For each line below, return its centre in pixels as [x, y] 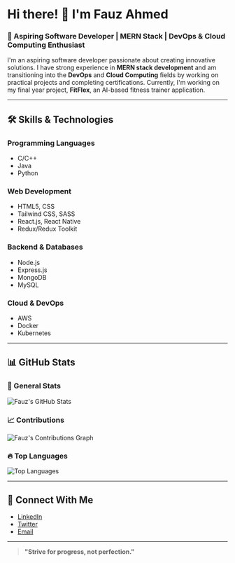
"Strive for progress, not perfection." [79, 552]
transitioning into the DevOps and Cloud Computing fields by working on [113, 75]
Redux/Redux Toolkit [47, 229]
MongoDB [32, 277]
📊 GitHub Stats [41, 363]
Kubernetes [34, 333]
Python [28, 173]
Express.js [32, 270]
